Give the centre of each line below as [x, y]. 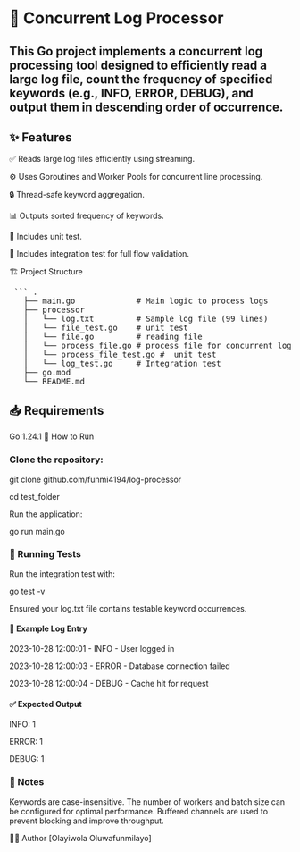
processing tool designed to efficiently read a [138, 65]
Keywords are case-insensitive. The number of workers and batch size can [147, 801]
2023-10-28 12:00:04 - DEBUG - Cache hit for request [109, 683]
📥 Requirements [57, 410]
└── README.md [54, 382]
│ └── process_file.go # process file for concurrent [149, 346]
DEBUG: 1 [27, 759]
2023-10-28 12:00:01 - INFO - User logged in [92, 649]
